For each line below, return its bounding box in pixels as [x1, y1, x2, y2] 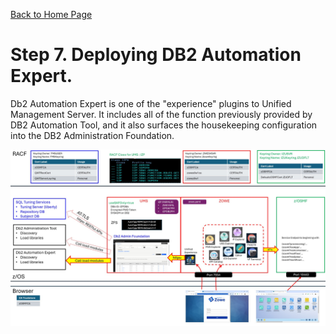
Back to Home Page [10, 9, 93, 20]
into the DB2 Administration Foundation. [10, 129, 175, 141]
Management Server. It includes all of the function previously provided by [10, 108, 313, 120]
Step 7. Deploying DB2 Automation [10, 44, 302, 66]
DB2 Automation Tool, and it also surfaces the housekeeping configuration [10, 119, 318, 131]
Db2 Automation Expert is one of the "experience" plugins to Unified [10, 97, 292, 109]
